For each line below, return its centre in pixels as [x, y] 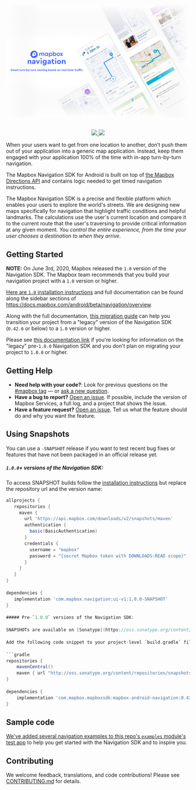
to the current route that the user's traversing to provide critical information [96, 224]
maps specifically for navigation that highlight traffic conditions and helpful [96, 211]
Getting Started [35, 254]
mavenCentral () [35, 667]
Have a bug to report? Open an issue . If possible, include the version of [101, 397]
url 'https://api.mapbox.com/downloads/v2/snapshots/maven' [99, 519]
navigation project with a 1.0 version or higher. [62, 281]
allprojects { [23, 500]
